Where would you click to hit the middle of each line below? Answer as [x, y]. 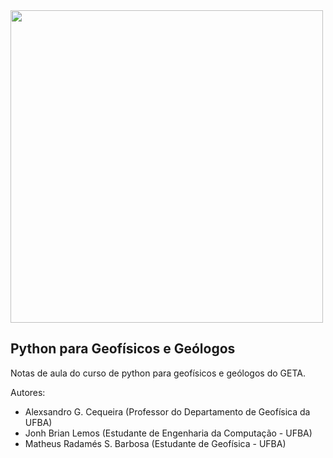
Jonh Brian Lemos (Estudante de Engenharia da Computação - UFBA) [168, 433]
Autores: [28, 392]
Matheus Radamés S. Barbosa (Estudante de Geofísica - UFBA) [155, 443]
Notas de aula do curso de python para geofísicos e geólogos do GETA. [158, 373]
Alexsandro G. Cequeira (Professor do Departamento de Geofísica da [167, 411]
